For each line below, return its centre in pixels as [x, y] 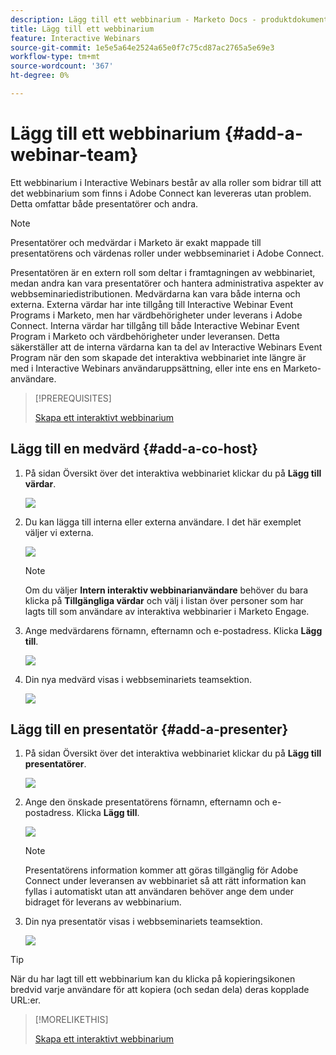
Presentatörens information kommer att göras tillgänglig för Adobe [161, 870]
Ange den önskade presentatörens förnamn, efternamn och [147, 802]
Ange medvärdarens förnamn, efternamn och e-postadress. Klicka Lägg [173, 630]
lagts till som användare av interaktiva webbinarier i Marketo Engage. [167, 611]
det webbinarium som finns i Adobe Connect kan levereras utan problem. [161, 193]
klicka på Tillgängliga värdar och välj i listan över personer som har [164, 600]
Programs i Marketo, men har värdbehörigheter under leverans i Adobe [156, 315]
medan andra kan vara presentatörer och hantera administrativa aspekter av [167, 283]
